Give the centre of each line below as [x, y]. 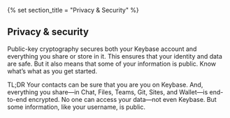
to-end [17, 99]
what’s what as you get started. [52, 71]
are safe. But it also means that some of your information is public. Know [112, 64]
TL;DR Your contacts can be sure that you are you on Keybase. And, [105, 84]
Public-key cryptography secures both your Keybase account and [102, 49]
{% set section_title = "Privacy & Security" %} [73, 10]
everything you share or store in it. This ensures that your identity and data [115, 56]
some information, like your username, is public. [76, 107]
